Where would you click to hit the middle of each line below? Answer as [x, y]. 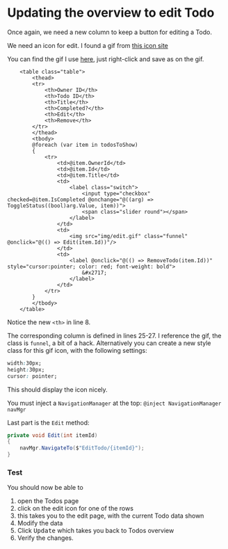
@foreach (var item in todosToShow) [85, 145]
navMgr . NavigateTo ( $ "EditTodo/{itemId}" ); [82, 448]
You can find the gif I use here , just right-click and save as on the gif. [106, 59]
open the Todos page [48, 501]
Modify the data [40, 523]
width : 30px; [24, 363]
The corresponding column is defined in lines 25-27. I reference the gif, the [114, 335]
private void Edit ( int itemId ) [52, 435]
